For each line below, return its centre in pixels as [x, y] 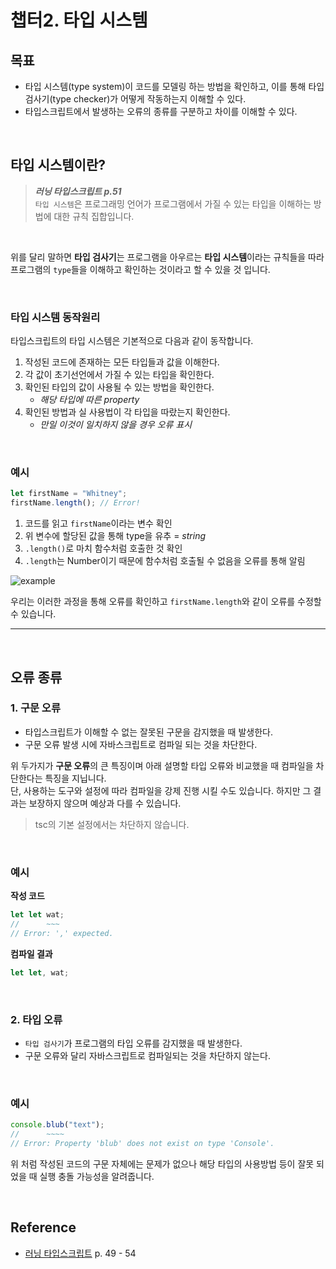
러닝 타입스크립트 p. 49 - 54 [80, 1253]
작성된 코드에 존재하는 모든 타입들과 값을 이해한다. [122, 362]
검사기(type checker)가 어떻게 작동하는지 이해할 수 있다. [135, 99]
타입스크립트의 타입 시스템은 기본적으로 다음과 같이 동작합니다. [132, 341]
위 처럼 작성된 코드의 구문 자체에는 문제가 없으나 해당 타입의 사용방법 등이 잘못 [162, 1163]
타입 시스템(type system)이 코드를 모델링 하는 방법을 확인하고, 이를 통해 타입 [174, 86]
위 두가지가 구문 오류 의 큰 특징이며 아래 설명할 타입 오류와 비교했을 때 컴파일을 [162, 765]
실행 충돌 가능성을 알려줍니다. [97, 1176]
